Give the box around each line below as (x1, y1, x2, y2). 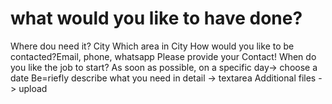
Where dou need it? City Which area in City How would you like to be (10, 40, 295, 52)
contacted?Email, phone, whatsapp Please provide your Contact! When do (10, 50, 317, 62)
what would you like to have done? (10, 7, 303, 30)
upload (18, 82, 48, 94)
